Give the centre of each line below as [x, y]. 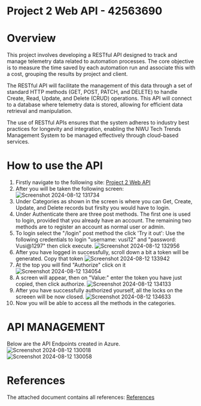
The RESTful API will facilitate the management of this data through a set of [100, 86]
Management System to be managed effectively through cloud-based [93, 135]
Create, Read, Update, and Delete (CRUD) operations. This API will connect [99, 98]
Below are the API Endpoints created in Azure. [63, 344]
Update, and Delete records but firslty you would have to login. [93, 208]
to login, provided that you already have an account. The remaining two [103, 221]
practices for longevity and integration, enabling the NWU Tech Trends [94, 129]
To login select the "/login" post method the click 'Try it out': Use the [100, 233]
